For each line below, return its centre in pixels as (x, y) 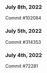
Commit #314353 (23, 42)
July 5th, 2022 (23, 31)
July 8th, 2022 (23, 7)
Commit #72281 (22, 66)
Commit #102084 (23, 18)
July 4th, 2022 (24, 55)
